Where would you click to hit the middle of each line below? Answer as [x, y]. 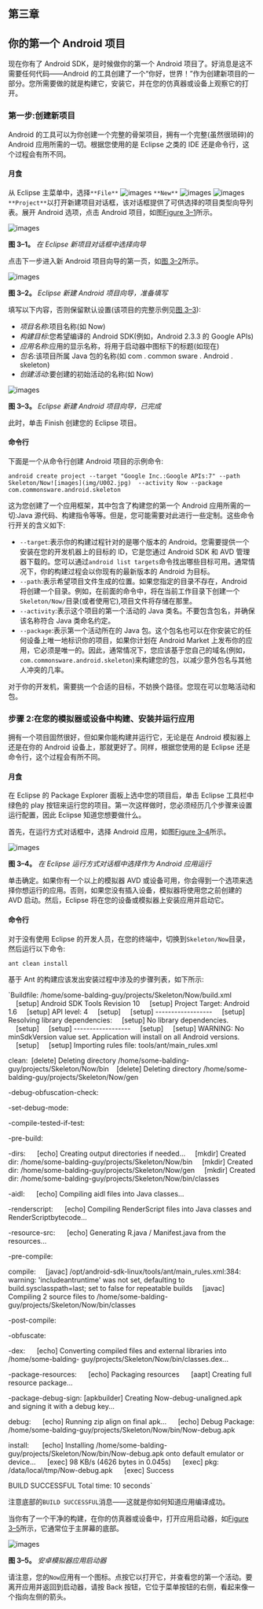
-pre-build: [26, 1138]
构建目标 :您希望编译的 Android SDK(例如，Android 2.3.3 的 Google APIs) [136, 336]
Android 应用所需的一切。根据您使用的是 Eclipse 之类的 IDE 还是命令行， [126, 144]
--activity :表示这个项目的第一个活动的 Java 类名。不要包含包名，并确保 [137, 610]
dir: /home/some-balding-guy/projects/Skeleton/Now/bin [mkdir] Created [131, 1161]
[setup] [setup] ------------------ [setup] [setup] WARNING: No [130, 1028]
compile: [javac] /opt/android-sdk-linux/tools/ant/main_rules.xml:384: [125, 1271]
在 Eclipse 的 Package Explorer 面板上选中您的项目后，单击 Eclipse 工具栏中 [131, 795]
